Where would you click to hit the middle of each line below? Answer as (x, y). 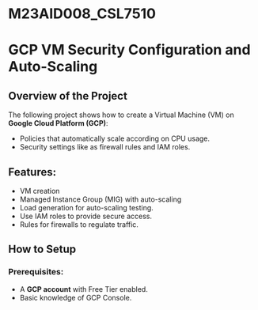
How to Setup (42, 250)
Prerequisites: (36, 272)
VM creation (40, 191)
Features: (32, 172)
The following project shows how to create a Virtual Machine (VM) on (121, 115)
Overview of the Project (68, 96)
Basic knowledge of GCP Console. (76, 297)
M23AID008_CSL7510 (82, 14)
